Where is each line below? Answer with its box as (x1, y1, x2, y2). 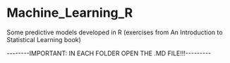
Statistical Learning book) (6, 35, 82, 43)
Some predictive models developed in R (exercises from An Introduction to (6, 28, 223, 36)
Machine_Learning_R (6, 5, 133, 21)
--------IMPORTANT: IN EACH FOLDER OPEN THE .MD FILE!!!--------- (6, 49, 212, 57)
